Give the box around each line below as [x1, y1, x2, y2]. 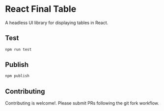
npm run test [5, 47, 32, 52]
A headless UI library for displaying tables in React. [5, 20, 109, 26]
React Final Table [5, 3, 77, 15]
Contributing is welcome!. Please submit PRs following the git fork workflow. [5, 100, 160, 106]
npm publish [5, 74, 29, 79]
